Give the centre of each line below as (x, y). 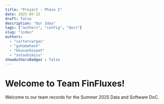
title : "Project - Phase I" (34, 10)
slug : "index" (20, 32)
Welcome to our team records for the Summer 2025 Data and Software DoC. (82, 97)
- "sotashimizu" (26, 55)
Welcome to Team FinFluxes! (65, 84)
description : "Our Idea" (30, 23)
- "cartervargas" (27, 42)
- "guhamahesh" (25, 46)
